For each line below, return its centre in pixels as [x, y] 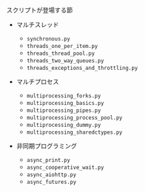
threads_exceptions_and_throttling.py [82, 68]
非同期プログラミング [46, 146]
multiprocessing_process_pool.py [75, 118]
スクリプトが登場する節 [40, 10]
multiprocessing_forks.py [64, 96]
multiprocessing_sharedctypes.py [75, 132]
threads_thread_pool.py [61, 53]
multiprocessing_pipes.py [64, 110]
